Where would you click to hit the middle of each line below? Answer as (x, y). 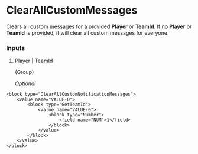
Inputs (16, 48)
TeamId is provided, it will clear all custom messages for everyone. (87, 32)
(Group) (24, 72)
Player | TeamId (34, 61)
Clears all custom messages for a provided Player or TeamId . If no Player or (99, 26)
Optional (25, 83)
